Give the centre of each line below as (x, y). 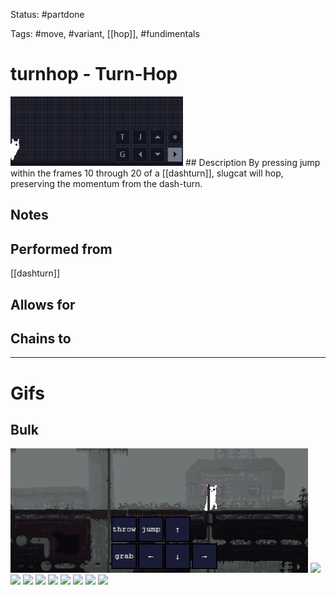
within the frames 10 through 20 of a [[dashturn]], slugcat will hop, (147, 173)
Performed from (61, 249)
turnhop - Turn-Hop (94, 74)
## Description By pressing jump (252, 162)
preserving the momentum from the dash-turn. (106, 183)
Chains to (41, 338)
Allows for (43, 304)
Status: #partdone (47, 14)
